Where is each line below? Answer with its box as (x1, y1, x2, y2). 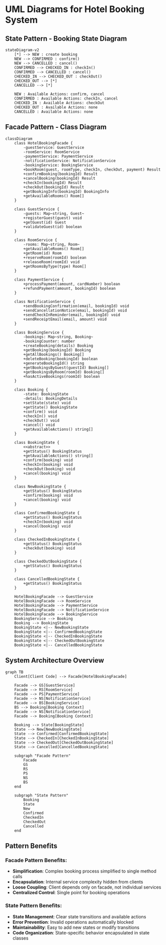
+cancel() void (23, 422, 55, 427)
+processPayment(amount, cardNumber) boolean (23, 281, 121, 286)
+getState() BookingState (23, 405, 78, 410)
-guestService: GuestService (23, 145, 85, 150)
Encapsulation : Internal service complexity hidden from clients (12, 879, 143, 885)
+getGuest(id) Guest (23, 220, 66, 225)
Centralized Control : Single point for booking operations (12, 890, 130, 896)
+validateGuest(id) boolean (23, 224, 82, 229)
